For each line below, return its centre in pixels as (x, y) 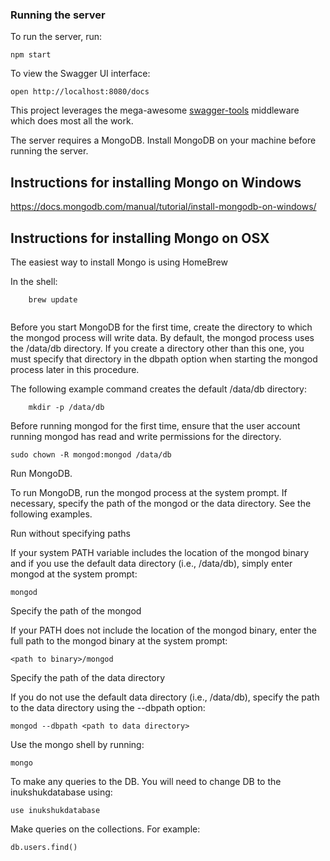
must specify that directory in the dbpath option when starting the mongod (164, 359)
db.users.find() (44, 847)
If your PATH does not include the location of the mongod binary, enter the (164, 630)
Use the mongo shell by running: (77, 744)
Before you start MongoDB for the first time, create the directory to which (161, 327)
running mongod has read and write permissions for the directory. (146, 436)
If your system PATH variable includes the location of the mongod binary (159, 552)
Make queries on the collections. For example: (105, 829)
